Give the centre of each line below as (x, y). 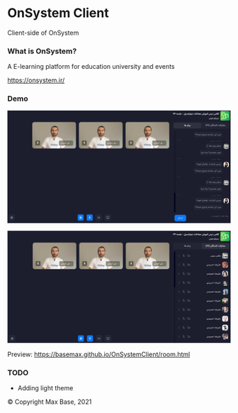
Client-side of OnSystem (43, 33)
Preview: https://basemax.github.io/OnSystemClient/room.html (99, 354)
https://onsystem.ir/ (36, 80)
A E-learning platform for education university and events (91, 67)
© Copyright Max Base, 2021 (50, 402)
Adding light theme (45, 388)
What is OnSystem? (42, 51)
